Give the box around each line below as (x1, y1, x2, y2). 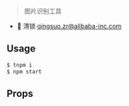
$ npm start (6, 68, 42, 75)
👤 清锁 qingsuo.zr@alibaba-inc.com (16, 22, 122, 30)
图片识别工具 (23, 7, 62, 15)
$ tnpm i (6, 61, 33, 69)
